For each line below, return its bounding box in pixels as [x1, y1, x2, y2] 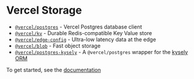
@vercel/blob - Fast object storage [14, 42, 101, 49]
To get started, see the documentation [6, 66, 101, 73]
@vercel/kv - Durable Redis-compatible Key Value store [14, 29, 152, 36]
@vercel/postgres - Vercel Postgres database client [14, 23, 142, 30]
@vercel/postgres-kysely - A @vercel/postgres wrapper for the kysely [14, 48, 188, 55]
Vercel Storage [6, 4, 82, 17]
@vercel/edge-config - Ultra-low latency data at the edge [14, 36, 156, 43]
